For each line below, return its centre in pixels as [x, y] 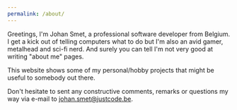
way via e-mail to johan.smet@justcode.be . [70, 99]
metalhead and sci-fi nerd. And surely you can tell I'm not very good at [110, 49]
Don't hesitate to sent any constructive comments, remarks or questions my [118, 91]
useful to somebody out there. [51, 78]
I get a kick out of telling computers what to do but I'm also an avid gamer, [115, 41]
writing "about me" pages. [46, 56]
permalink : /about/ [36, 14]
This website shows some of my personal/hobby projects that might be [111, 70]
